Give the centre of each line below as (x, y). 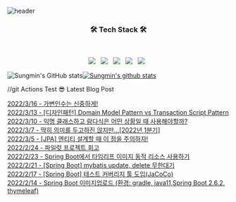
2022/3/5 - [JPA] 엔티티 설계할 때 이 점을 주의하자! (78, 139)
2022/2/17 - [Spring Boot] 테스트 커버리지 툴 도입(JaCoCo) (91, 174)
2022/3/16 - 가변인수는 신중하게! (53, 104)
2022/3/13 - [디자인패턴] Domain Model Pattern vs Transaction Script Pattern (118, 113)
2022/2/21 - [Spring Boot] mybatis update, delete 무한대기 (91, 165)
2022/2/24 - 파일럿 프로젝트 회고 (54, 148)
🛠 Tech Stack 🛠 (118, 30)
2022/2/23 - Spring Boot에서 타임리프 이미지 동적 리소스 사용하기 (99, 157)
